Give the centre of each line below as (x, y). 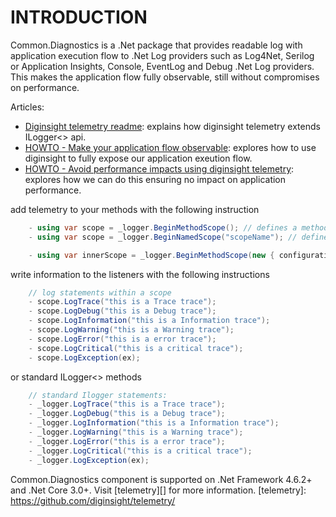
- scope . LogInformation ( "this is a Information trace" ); (149, 321)
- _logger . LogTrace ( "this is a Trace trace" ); (127, 404)
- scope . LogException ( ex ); (84, 357)
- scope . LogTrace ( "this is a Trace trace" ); (122, 302)
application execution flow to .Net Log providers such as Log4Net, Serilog (162, 55)
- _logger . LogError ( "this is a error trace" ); (127, 441)
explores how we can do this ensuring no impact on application (155, 179)
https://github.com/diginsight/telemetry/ (93, 500)
